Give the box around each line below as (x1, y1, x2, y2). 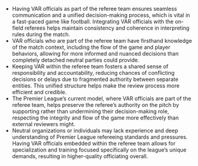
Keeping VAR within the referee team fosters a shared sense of (11, 63, 169, 70)
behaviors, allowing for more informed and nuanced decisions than (11, 50, 179, 57)
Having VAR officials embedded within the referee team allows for (11, 140, 176, 147)
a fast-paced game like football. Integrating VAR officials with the (11, 18, 174, 25)
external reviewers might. (11, 121, 75, 127)
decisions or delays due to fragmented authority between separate (11, 75, 179, 83)
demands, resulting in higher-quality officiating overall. (11, 153, 148, 159)
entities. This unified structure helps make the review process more (11, 82, 180, 89)
